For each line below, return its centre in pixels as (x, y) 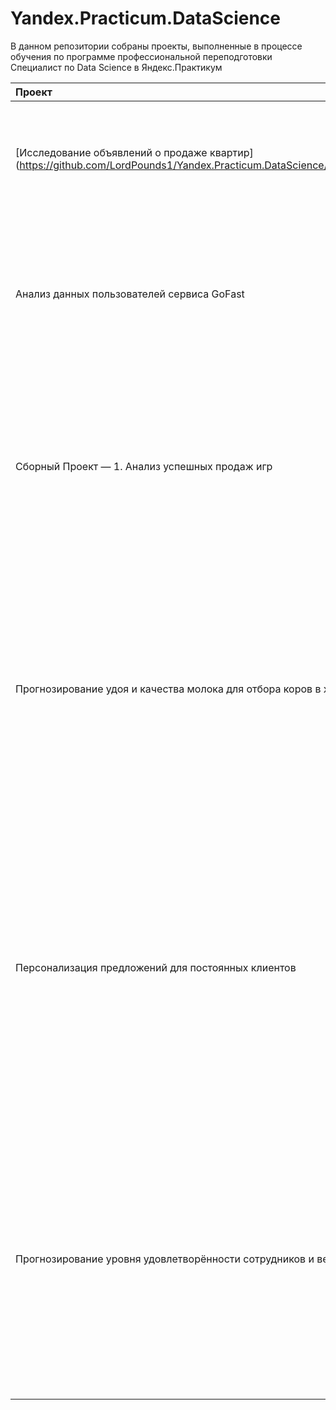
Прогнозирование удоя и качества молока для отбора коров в (168, 689)
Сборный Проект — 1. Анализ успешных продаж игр (144, 466)
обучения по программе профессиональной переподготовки (141, 56)
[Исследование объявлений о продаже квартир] (134, 152)
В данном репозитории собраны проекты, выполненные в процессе (156, 46)
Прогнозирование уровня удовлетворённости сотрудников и (165, 1259)
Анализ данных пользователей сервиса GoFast (130, 294)
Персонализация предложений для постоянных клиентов (156, 967)
